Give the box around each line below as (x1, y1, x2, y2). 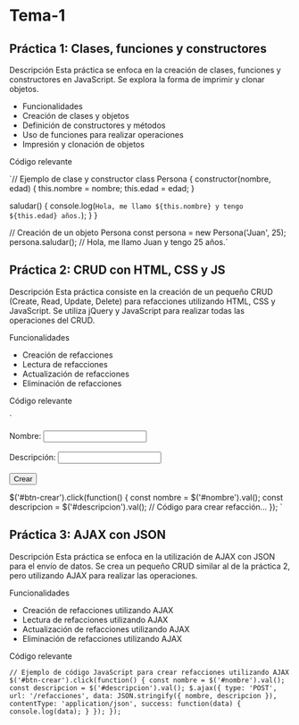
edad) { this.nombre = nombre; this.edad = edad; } (9, 183, 195, 193)
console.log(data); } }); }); (9, 707, 122, 716)
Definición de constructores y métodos (21, 120, 166, 131)
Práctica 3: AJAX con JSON (9, 527, 167, 543)
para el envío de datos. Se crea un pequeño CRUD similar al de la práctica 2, (9, 561, 291, 571)
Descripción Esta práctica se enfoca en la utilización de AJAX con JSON (9, 551, 276, 561)
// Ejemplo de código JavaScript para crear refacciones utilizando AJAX (9, 668, 290, 677)
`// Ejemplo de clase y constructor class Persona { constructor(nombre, (9, 173, 271, 184)
